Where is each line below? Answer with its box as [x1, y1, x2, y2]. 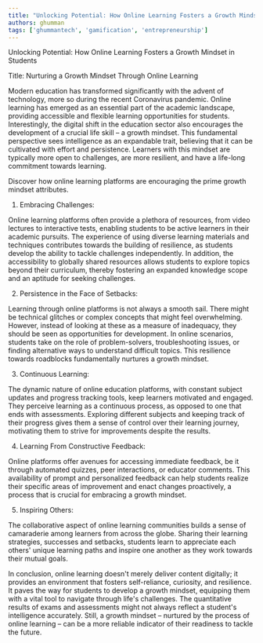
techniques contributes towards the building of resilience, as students [8, 240, 233, 250]
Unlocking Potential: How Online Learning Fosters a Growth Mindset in [8, 48, 235, 57]
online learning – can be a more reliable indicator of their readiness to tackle [8, 619, 254, 629]
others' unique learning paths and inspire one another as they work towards [8, 546, 253, 555]
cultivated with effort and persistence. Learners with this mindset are [8, 144, 231, 154]
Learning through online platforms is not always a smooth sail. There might [8, 304, 249, 314]
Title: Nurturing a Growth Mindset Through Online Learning [8, 71, 198, 81]
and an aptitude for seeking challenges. [8, 274, 136, 283]
